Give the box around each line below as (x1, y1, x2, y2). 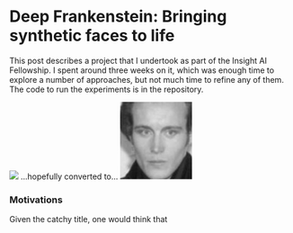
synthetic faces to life (9, 25, 175, 46)
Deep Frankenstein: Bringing (9, 6, 227, 27)
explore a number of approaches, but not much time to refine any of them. (9, 74, 285, 85)
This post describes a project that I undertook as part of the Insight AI (9, 55, 268, 66)
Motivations (9, 193, 63, 206)
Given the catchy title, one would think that (9, 213, 168, 224)
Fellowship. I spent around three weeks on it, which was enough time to (9, 65, 275, 76)
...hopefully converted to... (20, 171, 119, 182)
